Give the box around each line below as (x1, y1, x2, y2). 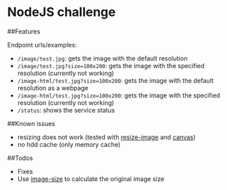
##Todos (7, 154, 34, 162)
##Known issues (7, 119, 56, 127)
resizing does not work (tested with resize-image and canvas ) (17, 133, 196, 141)
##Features (7, 27, 41, 35)
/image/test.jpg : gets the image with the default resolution (17, 54, 188, 63)
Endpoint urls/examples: (7, 40, 78, 49)
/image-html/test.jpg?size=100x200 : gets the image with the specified (17, 91, 221, 100)
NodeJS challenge (7, 4, 116, 20)
